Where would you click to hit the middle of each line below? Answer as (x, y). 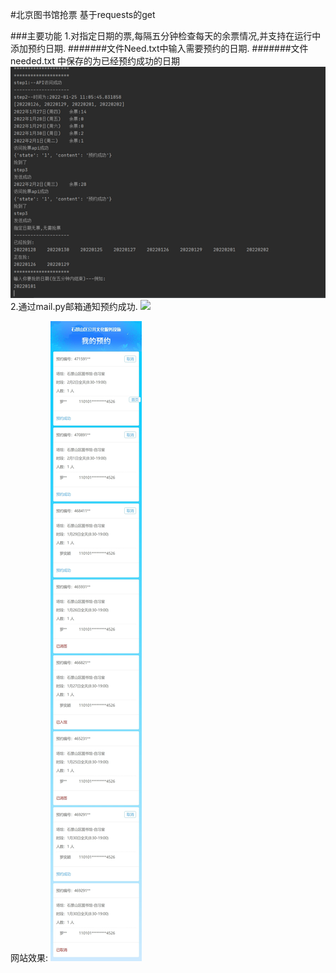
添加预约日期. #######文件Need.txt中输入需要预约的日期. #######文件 (159, 48)
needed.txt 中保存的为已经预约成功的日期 (95, 61)
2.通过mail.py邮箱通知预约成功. (74, 307)
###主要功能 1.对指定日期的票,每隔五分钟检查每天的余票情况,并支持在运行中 (166, 36)
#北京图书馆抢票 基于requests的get (83, 14)
